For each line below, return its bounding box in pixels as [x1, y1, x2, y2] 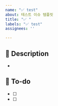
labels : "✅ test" [5, 21, 43, 27]
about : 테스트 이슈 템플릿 [5, 12, 53, 17]
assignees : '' [5, 26, 35, 31]
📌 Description [5, 49, 49, 58]
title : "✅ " [5, 17, 31, 22]
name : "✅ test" [5, 7, 38, 13]
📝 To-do [5, 77, 31, 86]
